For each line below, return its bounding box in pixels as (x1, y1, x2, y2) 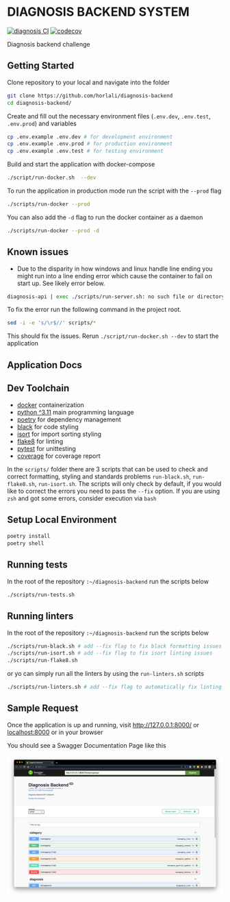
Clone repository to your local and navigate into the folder (7, 78, 170, 86)
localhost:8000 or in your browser (7, 728, 103, 736)
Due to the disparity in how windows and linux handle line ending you (16, 265, 214, 273)
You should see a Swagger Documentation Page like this (7, 741, 166, 749)
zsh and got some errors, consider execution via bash (7, 494, 157, 502)
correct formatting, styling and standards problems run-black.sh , (7, 472, 192, 480)
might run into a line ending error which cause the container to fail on (16, 271, 212, 280)
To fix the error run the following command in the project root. (7, 306, 181, 314)
